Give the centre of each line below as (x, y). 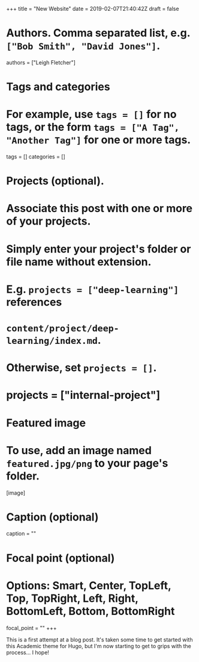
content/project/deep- (63, 328)
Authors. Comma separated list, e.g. (98, 33)
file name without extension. (79, 262)
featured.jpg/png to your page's (87, 463)
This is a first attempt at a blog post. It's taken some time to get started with (99, 639)
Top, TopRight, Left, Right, (73, 598)
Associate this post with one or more (99, 209)
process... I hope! (28, 652)
